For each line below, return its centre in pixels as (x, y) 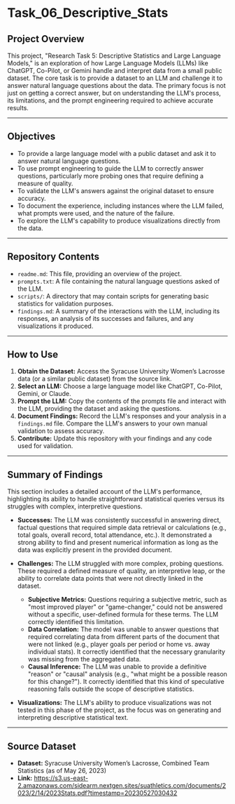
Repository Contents (54, 257)
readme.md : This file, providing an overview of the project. (99, 274)
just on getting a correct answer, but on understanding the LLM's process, (114, 93)
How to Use (33, 355)
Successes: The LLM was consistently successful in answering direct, (119, 520)
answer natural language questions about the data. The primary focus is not (116, 85)
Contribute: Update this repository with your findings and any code (114, 439)
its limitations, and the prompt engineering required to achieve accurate (110, 100)
